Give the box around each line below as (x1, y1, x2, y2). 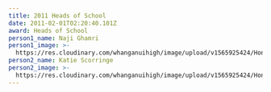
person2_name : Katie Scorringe (8, 57, 114, 65)
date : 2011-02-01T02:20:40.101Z (8, 19, 117, 27)
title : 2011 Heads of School (8, 11, 106, 20)
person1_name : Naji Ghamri (8, 34, 99, 42)
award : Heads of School (8, 26, 89, 34)
